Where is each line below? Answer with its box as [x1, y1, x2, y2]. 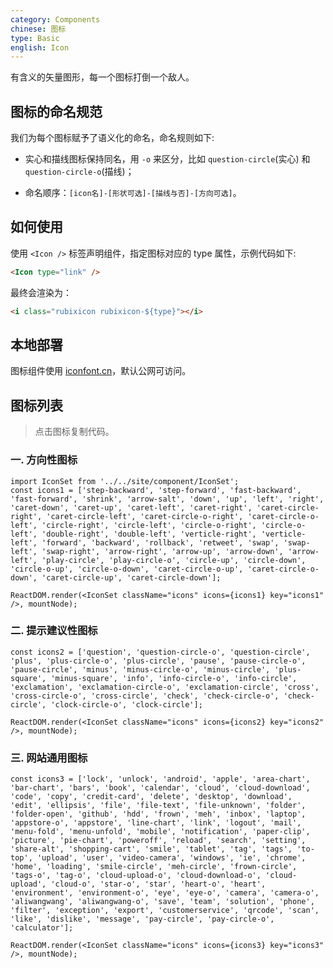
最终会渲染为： [10, 286, 72, 298]
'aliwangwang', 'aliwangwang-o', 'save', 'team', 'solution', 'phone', [10, 897, 315, 907]
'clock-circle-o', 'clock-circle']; [50, 699, 203, 710]
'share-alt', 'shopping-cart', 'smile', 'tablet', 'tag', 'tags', [10, 844, 293, 855]
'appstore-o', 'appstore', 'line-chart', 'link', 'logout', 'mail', [10, 818, 302, 828]
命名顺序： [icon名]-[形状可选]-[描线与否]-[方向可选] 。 [24, 187, 242, 199]
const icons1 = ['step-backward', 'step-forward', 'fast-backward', [10, 485, 302, 495]
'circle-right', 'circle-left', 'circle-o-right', [41, 520, 257, 530]
